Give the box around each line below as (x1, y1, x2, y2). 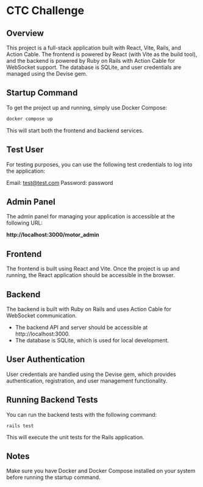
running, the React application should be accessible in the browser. (6, 272, 176, 279)
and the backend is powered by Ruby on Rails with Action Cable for (6, 57, 176, 64)
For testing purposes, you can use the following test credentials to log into (6, 161, 193, 168)
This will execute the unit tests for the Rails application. (6, 433, 144, 441)
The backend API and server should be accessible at (15, 323, 148, 331)
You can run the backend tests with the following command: (6, 411, 157, 418)
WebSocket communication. (6, 312, 77, 319)
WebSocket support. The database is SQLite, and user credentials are (6, 63, 182, 71)
